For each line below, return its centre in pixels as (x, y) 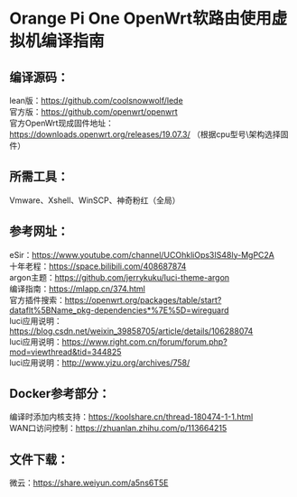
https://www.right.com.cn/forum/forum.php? (144, 341)
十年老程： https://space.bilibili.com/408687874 (98, 266)
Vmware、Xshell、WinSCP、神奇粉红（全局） (95, 200)
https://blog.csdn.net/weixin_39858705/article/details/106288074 (131, 331)
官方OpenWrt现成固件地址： (62, 123)
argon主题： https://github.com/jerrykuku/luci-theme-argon (120, 277)
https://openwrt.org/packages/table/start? (143, 299)
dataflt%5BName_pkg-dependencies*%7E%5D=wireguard (119, 310)
